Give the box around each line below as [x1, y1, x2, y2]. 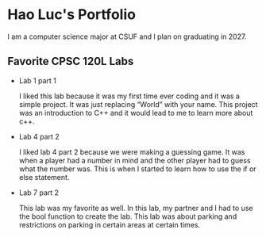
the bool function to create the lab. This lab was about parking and [18, 212, 237, 221]
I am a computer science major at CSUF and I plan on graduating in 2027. [7, 32, 247, 41]
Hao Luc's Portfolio [7, 6, 137, 24]
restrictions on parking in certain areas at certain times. [18, 220, 200, 229]
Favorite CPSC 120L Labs [7, 55, 134, 68]
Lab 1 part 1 [18, 75, 56, 85]
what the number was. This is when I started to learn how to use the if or [18, 164, 256, 174]
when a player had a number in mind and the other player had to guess [18, 155, 251, 165]
